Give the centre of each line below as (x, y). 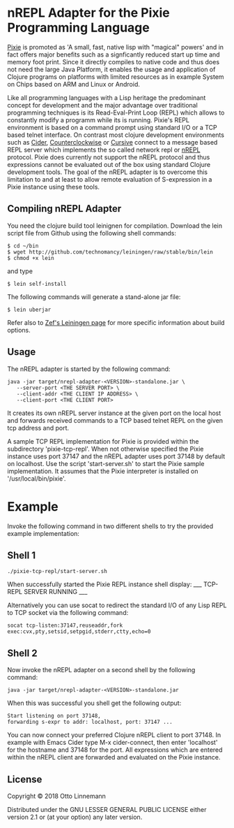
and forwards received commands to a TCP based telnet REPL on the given (115, 420)
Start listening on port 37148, (54, 716)
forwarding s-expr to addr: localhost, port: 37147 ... (90, 722)
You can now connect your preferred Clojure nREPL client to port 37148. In (114, 735)
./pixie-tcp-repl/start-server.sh (57, 572)
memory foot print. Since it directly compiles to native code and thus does (114, 61)
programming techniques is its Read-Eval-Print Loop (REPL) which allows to (116, 112)
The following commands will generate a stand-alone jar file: (94, 297)
